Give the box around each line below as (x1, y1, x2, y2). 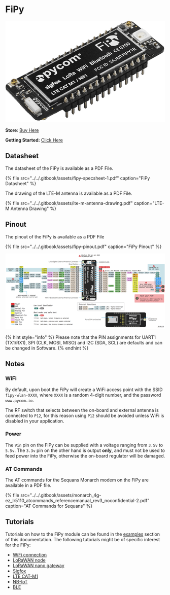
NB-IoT (12, 578, 28, 584)
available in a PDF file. (5, 482, 52, 488)
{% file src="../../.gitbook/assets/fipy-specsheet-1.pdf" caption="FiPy (5, 175, 150, 181)
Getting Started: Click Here (5, 137, 63, 143)
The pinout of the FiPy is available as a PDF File (5, 233, 105, 239)
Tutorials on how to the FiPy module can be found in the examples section (5, 531, 160, 537)
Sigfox (12, 568, 26, 574)
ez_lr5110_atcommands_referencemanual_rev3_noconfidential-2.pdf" (5, 498, 150, 504)
